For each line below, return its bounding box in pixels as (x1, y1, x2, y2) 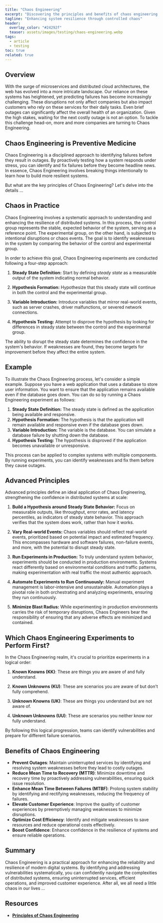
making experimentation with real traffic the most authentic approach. (12, 569, 152, 576)
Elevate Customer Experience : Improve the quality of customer (12, 801, 140, 807)
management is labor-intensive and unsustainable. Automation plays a (12, 584, 153, 590)
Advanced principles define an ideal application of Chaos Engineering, (5, 489, 146, 495)
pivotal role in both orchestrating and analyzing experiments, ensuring (12, 589, 153, 595)
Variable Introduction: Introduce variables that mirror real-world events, (12, 299, 157, 305)
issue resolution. (12, 781, 45, 786)
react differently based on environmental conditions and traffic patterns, (12, 564, 157, 570)
